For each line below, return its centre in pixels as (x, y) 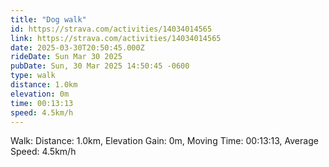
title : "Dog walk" (48, 19)
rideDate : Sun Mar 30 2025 (66, 57)
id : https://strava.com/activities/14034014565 (111, 29)
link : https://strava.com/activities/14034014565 (116, 38)
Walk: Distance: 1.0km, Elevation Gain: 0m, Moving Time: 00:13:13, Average (164, 141)
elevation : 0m (40, 94)
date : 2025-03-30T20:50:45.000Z (77, 47)
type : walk (33, 76)
